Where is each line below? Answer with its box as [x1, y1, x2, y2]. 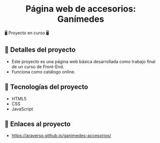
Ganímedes [57, 14, 104, 25]
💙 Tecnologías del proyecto [4, 83, 88, 91]
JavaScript [11, 106, 33, 112]
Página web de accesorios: [25, 3, 136, 14]
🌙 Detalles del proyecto [4, 46, 76, 54]
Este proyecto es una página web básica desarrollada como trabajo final [11, 58, 156, 64]
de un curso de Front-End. [11, 64, 64, 70]
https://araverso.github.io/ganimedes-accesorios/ [11, 133, 112, 139]
